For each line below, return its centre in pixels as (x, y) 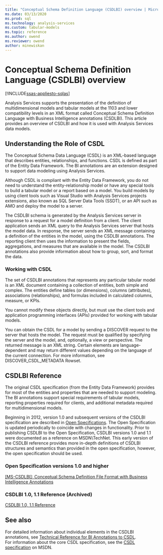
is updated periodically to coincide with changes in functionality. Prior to (77, 428)
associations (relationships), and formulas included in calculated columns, (79, 295)
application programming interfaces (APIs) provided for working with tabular (81, 315)
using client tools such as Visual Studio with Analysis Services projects (76, 196)
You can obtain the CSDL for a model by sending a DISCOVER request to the (81, 329)
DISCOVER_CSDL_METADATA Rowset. (43, 360)
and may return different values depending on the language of (90, 350)
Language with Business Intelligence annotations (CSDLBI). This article (76, 118)
